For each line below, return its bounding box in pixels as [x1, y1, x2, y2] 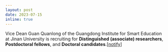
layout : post [5, 7, 33, 13]
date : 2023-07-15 [5, 12, 42, 17]
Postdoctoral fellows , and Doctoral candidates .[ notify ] [5, 41, 123, 47]
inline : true [5, 17, 33, 22]
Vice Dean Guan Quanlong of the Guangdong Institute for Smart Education [5, 31, 162, 37]
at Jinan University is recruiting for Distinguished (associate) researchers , [5, 36, 163, 42]
